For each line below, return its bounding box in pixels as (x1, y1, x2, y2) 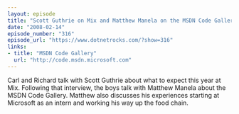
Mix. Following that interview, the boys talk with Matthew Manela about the (7, 83, 226, 92)
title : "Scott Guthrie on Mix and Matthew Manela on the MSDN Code (7, 17, 212, 24)
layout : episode (7, 10, 55, 18)
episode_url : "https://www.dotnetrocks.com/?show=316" (7, 37, 174, 44)
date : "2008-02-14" (7, 23, 65, 30)
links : (7, 43, 27, 50)
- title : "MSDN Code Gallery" (7, 50, 97, 57)
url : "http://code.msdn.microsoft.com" (14, 57, 132, 64)
